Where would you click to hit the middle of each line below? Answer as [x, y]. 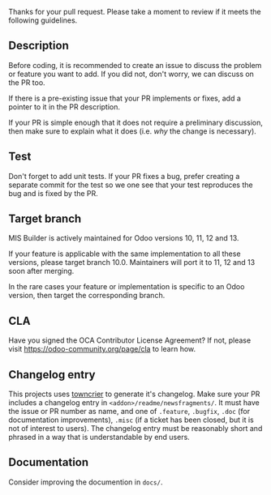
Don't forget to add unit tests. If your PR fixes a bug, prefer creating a [124, 176]
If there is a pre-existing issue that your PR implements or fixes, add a [125, 98]
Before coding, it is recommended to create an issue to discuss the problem [135, 65]
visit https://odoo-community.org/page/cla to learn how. [102, 349]
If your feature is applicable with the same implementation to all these [125, 254]
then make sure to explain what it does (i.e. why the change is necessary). [133, 131]
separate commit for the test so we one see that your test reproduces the [131, 185]
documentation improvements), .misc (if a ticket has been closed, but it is [131, 420]
